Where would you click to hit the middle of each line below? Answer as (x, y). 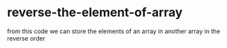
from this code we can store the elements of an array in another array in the (114, 31)
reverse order (26, 38)
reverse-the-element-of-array (95, 13)
